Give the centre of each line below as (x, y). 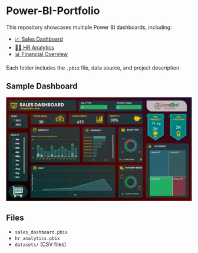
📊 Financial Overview (41, 54)
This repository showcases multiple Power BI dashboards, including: (89, 27)
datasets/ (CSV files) (40, 244)
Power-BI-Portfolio (53, 11)
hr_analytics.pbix (37, 239)
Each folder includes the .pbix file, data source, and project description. (94, 68)
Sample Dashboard (42, 86)
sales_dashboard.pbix (41, 232)
